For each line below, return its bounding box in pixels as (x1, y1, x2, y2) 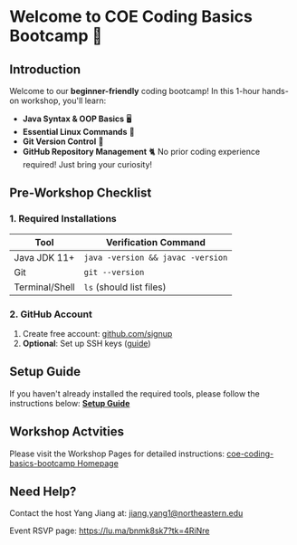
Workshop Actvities (9, 424, 125, 440)
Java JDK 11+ (14, 251, 75, 263)
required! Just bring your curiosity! (22, 159, 152, 169)
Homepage (76, 457, 120, 468)
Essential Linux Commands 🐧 (22, 127, 135, 137)
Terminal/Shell (14, 281, 75, 293)
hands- (262, 86, 290, 96)
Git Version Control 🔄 (22, 136, 104, 147)
